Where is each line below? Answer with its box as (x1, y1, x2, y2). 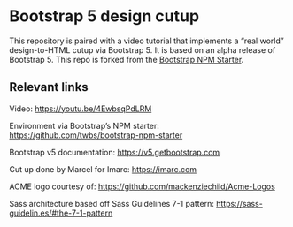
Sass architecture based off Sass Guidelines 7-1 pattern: (9, 198, 215, 208)
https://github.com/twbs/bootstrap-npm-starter (9, 130, 183, 140)
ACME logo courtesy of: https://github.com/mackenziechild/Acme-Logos (9, 181, 276, 192)
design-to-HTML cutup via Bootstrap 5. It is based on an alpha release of (9, 44, 276, 55)
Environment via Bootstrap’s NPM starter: (9, 120, 159, 131)
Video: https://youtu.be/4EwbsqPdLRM (9, 103, 152, 114)
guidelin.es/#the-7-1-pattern (9, 208, 113, 218)
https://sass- (215, 198, 263, 208)
